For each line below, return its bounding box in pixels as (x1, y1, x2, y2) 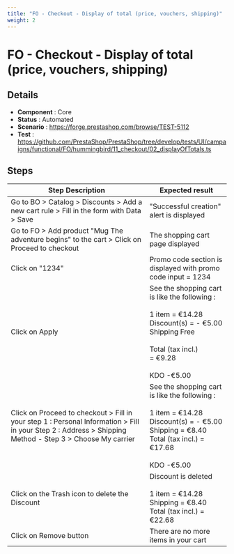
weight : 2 (7, 17, 36, 24)
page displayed (149, 239, 200, 249)
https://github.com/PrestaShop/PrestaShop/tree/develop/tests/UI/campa (17, 137, 226, 146)
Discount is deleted (149, 472, 212, 482)
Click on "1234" (10, 263, 64, 273)
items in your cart (149, 535, 207, 545)
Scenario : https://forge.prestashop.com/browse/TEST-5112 (17, 123, 189, 131)
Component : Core (17, 107, 72, 116)
